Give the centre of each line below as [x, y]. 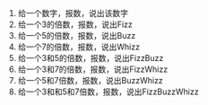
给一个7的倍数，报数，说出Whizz [79, 47]
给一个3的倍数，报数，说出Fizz [75, 24]
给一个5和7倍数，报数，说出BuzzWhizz [90, 80]
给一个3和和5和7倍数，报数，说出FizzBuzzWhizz [108, 92]
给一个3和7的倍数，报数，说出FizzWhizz [93, 69]
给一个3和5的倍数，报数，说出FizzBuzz [91, 58]
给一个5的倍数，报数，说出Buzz [77, 35]
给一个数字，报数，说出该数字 [73, 13]
